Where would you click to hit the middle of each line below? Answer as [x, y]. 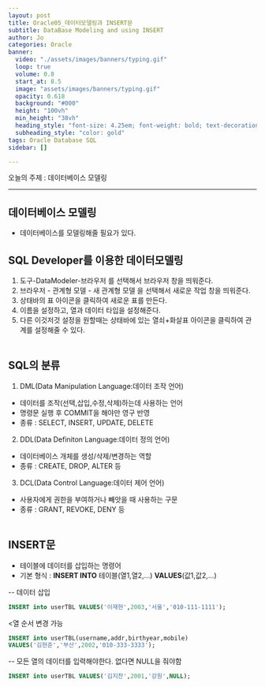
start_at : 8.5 [38, 81]
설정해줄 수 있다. [60, 330]
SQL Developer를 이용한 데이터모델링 [96, 260]
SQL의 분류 [34, 366]
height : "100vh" [42, 111]
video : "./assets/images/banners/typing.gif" [91, 60]
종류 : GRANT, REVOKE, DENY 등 [72, 509]
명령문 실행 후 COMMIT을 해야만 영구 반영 [84, 413]
